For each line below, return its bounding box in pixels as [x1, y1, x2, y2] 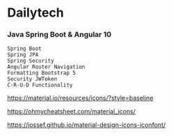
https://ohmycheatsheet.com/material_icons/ [7, 108, 136, 116]
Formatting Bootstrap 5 [7, 69, 76, 77]
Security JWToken [7, 76, 58, 83]
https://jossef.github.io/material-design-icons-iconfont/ [7, 121, 166, 129]
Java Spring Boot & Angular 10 [7, 30, 112, 40]
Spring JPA [7, 51, 39, 58]
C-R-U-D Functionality [7, 82, 73, 89]
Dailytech [7, 5, 64, 21]
